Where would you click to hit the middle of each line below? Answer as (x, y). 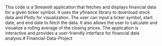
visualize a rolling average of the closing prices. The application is (72, 28)
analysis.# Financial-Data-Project (39, 38)
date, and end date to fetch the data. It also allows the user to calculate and (81, 23)
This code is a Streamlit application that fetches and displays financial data (81, 7)
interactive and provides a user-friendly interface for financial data (72, 33)
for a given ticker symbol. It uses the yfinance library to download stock (78, 12)
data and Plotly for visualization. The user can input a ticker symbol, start (79, 17)
